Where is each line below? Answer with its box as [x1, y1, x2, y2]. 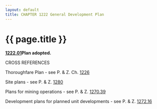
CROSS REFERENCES [5, 59, 50, 65]
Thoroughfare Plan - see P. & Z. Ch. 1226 [5, 69, 90, 75]
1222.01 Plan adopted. [5, 50, 52, 56]
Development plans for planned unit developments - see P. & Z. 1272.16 [5, 98, 152, 104]
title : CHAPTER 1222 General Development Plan [5, 12, 104, 17]
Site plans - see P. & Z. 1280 [5, 79, 64, 85]
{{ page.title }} [5, 33, 67, 45]
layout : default [5, 7, 39, 12]
